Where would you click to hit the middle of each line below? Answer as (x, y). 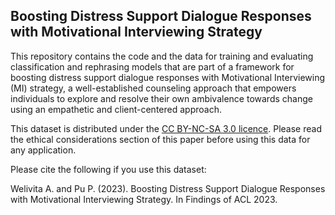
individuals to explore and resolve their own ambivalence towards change (161, 98)
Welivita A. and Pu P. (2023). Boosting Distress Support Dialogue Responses (168, 188)
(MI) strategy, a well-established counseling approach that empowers (153, 88)
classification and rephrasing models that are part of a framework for (152, 66)
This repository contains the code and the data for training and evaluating (162, 56)
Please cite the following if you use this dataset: (108, 169)
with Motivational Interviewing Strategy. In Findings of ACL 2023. (144, 199)
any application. (43, 150)
